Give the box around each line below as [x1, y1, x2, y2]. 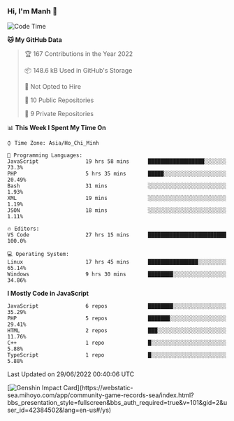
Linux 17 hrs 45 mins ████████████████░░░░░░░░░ [7, 259, 227, 266]
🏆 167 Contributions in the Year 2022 [24, 50, 133, 58]
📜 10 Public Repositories [24, 96, 94, 104]
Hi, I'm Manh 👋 [7, 6, 58, 16]
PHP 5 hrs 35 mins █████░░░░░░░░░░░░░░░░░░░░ [7, 171, 227, 178]
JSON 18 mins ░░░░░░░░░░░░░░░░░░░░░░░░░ [7, 207, 227, 214]
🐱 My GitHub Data [7, 36, 63, 44]
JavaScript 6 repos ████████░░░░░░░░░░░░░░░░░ [7, 303, 227, 310]
